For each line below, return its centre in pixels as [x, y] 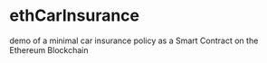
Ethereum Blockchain [49, 49]
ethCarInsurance [75, 16]
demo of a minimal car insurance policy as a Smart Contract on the [134, 40]
